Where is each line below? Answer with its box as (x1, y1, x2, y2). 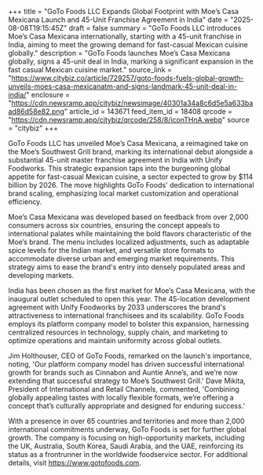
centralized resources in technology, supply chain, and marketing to (8, 327, 228, 337)
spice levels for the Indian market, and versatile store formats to (8, 246, 214, 254)
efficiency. (8, 197, 42, 206)
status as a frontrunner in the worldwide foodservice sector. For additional (8, 450, 249, 459)
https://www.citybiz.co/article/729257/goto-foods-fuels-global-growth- (11, 74, 244, 82)
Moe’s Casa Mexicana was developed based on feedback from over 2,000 (8, 212, 249, 221)
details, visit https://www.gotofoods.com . (8, 459, 141, 467)
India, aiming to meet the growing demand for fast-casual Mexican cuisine (8, 40, 249, 49)
